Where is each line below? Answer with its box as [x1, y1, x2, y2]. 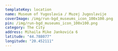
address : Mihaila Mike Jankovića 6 [5, 30, 78, 34]
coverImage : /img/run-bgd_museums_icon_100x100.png [5, 16, 113, 21]
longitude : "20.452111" [5, 39, 54, 44]
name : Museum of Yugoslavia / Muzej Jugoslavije [5, 12, 107, 17]
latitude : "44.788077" [5, 34, 52, 39]
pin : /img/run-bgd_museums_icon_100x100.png [5, 20, 98, 26]
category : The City [5, 25, 45, 30]
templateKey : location [5, 7, 52, 12]
